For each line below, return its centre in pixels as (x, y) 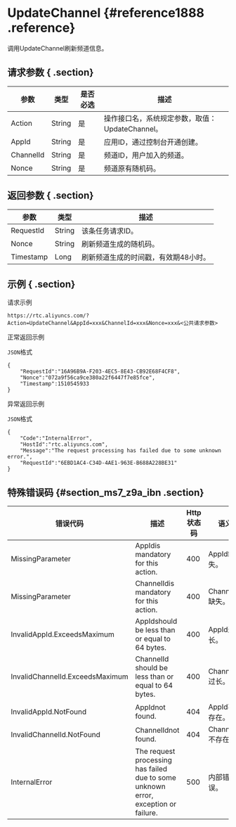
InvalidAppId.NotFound (48, 712)
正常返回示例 (26, 337)
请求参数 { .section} (51, 73)
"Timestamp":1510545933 (55, 384)
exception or (156, 804)
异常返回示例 (26, 404)
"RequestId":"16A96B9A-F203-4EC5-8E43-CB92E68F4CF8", (100, 372)
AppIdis (148, 546)
